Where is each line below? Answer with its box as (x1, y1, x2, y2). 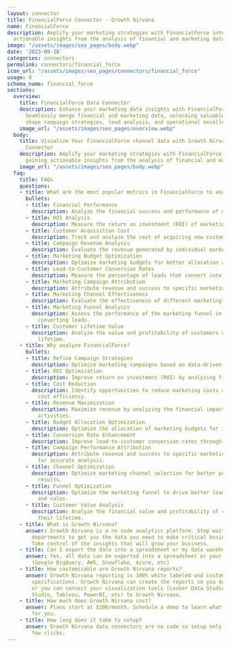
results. (37, 476, 63, 483)
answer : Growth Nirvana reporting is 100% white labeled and (25, 571, 204, 579)
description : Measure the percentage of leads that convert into (31, 272, 222, 279)
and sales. (37, 495, 69, 502)
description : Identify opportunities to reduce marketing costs (31, 387, 219, 394)
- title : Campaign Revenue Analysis (25, 240, 130, 247)
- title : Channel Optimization (25, 464, 115, 470)
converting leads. (37, 317, 90, 323)
